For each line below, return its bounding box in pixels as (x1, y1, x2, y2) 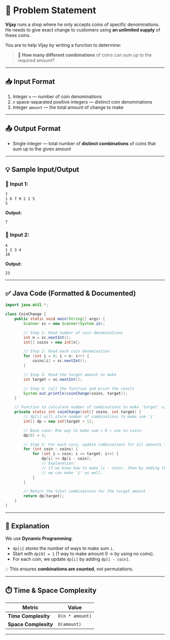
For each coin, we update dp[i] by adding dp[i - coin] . (12, 556, 130, 562)
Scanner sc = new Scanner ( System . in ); (23, 321, 105, 326)
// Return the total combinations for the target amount (23, 489, 146, 494)
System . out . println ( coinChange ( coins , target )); (23, 391, 128, 396)
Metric (22, 604, 39, 611)
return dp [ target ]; (23, 494, 65, 499)
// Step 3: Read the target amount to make (23, 372, 116, 377)
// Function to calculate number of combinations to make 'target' (14, 405, 159, 410)
